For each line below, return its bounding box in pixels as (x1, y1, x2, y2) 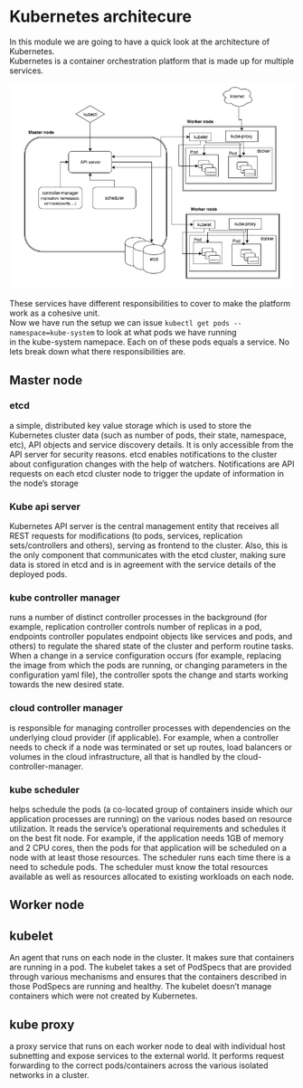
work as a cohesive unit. (9, 307, 100, 318)
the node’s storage (9, 478, 80, 488)
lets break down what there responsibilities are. (9, 346, 186, 357)
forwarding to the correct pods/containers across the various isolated (9, 1060, 269, 1071)
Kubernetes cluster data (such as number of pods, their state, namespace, (9, 430, 287, 440)
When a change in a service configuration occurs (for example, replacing (9, 650, 282, 661)
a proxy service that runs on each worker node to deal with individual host (9, 1041, 286, 1051)
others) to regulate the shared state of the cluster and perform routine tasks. (9, 640, 294, 652)
